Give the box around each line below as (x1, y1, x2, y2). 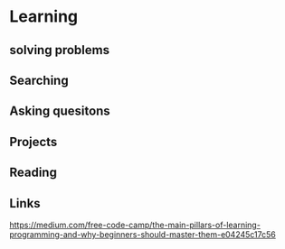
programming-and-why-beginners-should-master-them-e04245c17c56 (9, 228, 276, 240)
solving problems (9, 42, 110, 58)
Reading (9, 165, 57, 180)
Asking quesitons (9, 104, 110, 119)
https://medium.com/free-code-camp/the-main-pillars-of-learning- (9, 219, 261, 230)
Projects (9, 134, 58, 150)
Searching (9, 72, 70, 88)
